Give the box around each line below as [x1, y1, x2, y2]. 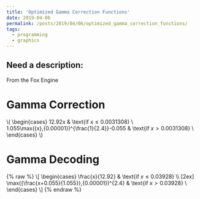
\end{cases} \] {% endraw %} [6, 186, 82, 193]
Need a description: [6, 60, 84, 70]
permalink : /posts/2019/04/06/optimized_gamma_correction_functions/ [6, 20, 188, 26]
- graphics [12, 37, 40, 43]
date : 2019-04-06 [6, 15, 51, 21]
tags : [6, 26, 20, 32]
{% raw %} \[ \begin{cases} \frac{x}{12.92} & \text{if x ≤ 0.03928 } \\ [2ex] [6, 173, 194, 180]
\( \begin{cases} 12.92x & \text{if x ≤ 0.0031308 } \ [6, 118, 134, 126]
